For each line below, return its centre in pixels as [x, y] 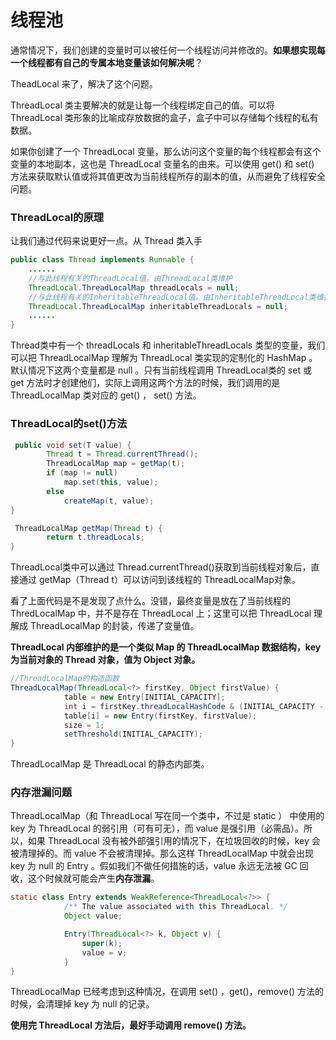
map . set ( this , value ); [111, 482]
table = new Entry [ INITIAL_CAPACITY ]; [144, 697]
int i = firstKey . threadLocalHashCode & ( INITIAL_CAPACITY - [194, 706]
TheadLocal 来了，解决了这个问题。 [84, 83]
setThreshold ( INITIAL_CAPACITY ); [133, 734]
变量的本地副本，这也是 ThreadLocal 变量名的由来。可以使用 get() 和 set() [162, 163]
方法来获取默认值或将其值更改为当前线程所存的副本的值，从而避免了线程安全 [168, 176]
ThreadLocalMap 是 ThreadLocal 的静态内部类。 [110, 764]
